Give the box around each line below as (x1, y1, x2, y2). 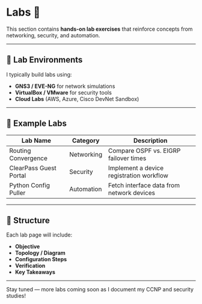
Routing (9, 146, 31, 155)
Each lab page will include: (6, 231, 73, 238)
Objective (14, 243, 40, 250)
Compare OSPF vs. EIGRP (108, 146, 181, 155)
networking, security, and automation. (6, 31, 100, 39)
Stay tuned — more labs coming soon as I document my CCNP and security (6, 286, 194, 293)
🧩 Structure (6, 215, 50, 225)
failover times (108, 154, 147, 162)
